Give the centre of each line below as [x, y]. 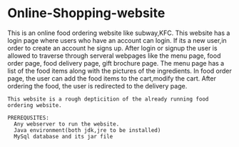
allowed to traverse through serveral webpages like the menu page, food [114, 56]
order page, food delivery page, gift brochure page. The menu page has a [116, 63]
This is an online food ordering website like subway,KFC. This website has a [119, 33]
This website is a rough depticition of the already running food [108, 99]
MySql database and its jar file [63, 136]
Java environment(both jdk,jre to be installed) [87, 130]
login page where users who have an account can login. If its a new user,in [117, 40]
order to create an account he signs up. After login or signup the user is [112, 48]
